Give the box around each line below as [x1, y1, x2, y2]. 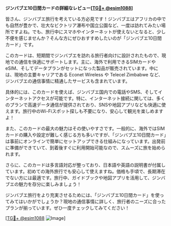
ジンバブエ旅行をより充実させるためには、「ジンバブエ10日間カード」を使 [5, 192, 160, 198]
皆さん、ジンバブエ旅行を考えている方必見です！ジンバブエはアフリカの [5, 16, 157, 22]
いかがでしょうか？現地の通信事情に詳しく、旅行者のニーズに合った [22, 198, 166, 204]
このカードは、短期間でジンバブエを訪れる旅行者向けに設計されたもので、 [5, 52, 162, 58]
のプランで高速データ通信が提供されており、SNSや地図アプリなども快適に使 [5, 102, 166, 108]
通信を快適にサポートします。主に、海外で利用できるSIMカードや [18, 59, 156, 65]
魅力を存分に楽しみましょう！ [18, 181, 82, 187]
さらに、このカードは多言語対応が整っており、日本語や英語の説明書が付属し [5, 162, 166, 168]
